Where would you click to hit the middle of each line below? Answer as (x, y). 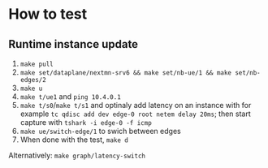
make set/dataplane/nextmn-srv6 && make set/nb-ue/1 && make (126, 73)
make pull (37, 64)
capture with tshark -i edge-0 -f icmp (86, 122)
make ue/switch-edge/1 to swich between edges (100, 131)
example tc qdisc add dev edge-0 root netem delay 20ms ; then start (136, 114)
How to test (48, 14)
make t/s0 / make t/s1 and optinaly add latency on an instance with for (136, 105)
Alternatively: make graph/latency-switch (77, 155)
